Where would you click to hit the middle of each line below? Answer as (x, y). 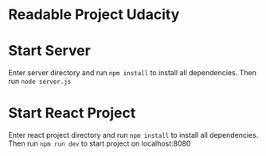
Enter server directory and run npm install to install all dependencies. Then (132, 73)
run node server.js (40, 82)
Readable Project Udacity (94, 15)
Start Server (50, 51)
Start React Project (72, 113)
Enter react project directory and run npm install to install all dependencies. (133, 135)
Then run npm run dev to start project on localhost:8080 (100, 143)
